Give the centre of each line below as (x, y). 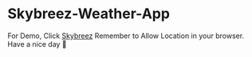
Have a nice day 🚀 (37, 44)
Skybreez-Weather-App (89, 14)
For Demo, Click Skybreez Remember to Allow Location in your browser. (126, 36)
